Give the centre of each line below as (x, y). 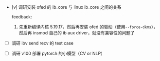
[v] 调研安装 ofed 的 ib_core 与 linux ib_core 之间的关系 (67, 7)
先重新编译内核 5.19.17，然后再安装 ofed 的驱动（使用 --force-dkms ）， (88, 27)
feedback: (22, 17)
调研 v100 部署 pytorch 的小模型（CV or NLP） (58, 53)
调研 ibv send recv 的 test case (43, 43)
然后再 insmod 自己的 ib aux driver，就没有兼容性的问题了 (77, 33)
